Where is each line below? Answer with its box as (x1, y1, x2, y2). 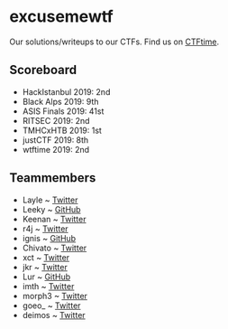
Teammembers (9, 170, 96, 186)
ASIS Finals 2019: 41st (22, 106, 105, 117)
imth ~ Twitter (22, 280, 75, 291)
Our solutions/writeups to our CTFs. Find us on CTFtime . (9, 36, 219, 47)
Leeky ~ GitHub (22, 203, 81, 214)
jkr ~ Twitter (22, 261, 68, 272)
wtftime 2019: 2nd (22, 144, 90, 155)
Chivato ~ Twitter (22, 242, 87, 253)
